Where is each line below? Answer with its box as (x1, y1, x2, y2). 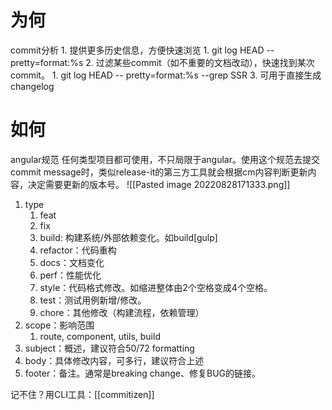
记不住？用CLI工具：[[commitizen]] (10, 388, 155, 400)
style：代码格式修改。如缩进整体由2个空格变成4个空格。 (39, 281, 273, 293)
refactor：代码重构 (39, 244, 117, 256)
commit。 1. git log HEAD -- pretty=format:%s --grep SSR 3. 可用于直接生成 (10, 69, 322, 81)
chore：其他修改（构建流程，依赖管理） (39, 306, 205, 318)
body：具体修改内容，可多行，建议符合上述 (24, 354, 205, 366)
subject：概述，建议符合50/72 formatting (24, 342, 195, 354)
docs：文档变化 (39, 256, 105, 268)
